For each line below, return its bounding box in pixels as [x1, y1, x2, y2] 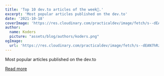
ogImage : [5, 39, 23, 44]
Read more [5, 66, 27, 72]
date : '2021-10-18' [5, 16, 45, 21]
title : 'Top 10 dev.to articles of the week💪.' [5, 7, 104, 12]
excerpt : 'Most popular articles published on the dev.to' [5, 12, 128, 16]
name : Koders [9, 30, 36, 34]
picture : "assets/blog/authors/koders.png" [9, 34, 99, 39]
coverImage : [5, 20, 29, 26]
